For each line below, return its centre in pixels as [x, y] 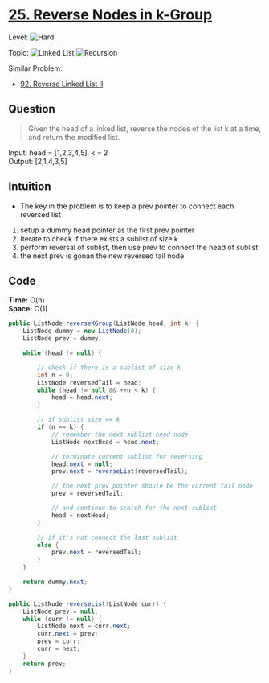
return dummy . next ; [55, 582]
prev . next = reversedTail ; [96, 553]
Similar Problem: [35, 68]
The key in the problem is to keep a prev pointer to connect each [127, 206]
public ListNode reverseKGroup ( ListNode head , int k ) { [104, 323]
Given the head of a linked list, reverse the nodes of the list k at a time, [145, 128]
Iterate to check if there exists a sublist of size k [99, 238]
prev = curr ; [59, 641]
